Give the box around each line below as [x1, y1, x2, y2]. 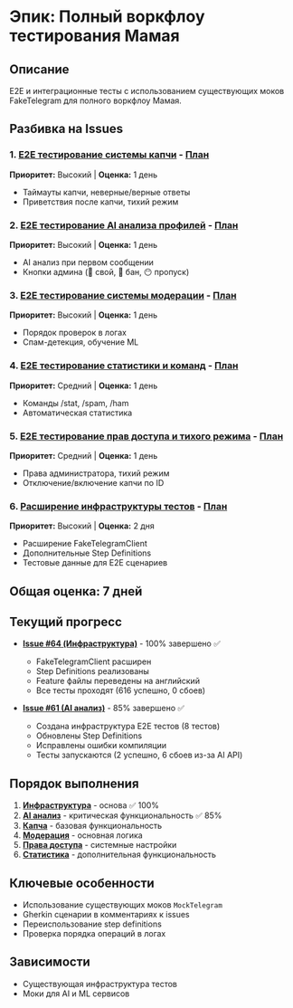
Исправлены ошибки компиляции [35, 740, 167, 751]
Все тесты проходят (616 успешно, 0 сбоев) [35, 685, 206, 696]
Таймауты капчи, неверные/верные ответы [22, 186, 191, 197]
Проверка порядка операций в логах [22, 928, 166, 938]
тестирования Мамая [9, 25, 181, 46]
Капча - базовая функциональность [22, 821, 163, 832]
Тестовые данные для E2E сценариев [22, 557, 168, 568]
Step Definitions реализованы [35, 666, 149, 677]
